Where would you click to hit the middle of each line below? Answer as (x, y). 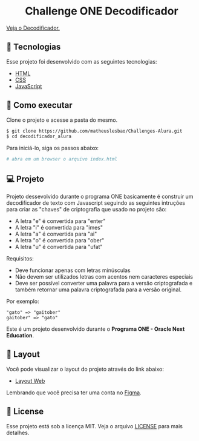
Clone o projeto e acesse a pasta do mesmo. (62, 120)
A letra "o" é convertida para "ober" (60, 240)
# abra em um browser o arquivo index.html (62, 159)
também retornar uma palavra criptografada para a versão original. (98, 290)
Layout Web (30, 380)
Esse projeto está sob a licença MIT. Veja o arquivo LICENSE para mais (95, 426)
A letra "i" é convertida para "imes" (59, 227)
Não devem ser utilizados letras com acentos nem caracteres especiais (104, 277)
